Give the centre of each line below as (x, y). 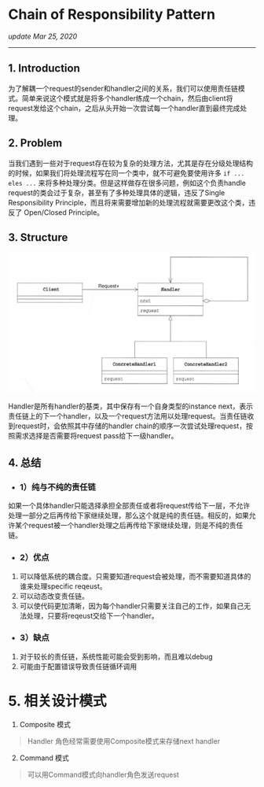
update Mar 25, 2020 (43, 36)
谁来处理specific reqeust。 (63, 586)
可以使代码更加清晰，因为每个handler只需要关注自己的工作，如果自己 (132, 606)
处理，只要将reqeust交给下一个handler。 (92, 615)
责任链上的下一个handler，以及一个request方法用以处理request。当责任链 (128, 416)
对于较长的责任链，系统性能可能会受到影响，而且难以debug (116, 656)
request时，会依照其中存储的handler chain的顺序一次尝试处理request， (130, 426)
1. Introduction (44, 68)
